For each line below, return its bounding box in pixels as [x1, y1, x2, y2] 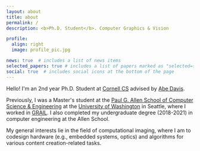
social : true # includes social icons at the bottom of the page [6, 69, 174, 75]
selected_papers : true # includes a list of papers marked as [6, 63, 164, 69]
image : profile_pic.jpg [11, 47, 70, 53]
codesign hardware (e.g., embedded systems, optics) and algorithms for [6, 133, 184, 140]
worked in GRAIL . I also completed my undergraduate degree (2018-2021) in [6, 109, 193, 116]
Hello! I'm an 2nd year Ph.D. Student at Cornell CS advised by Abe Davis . [6, 85, 185, 92]
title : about [6, 14, 39, 20]
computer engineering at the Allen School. [6, 115, 110, 122]
